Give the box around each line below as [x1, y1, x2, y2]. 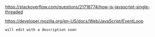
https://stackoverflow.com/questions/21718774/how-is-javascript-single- [5, 4, 150, 9]
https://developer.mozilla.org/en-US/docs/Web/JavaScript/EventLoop [5, 18, 144, 24]
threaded [5, 9, 23, 15]
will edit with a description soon [5, 28, 77, 32]
